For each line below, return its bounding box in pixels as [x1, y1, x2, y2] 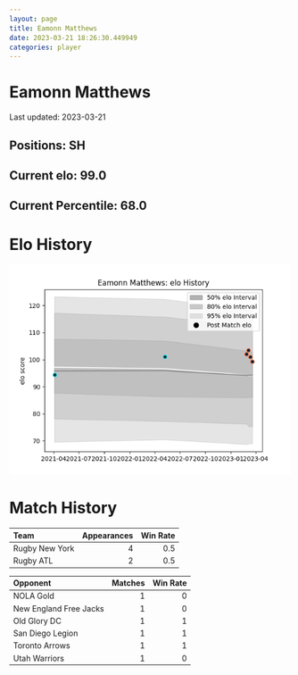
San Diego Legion [12, 628, 79, 638]
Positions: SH [9, 137, 87, 153]
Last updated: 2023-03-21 [9, 112, 106, 122]
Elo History [9, 234, 93, 254]
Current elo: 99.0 [9, 168, 107, 183]
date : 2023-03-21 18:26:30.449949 [9, 33, 138, 42]
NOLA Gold [12, 590, 55, 602]
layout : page [9, 14, 58, 23]
